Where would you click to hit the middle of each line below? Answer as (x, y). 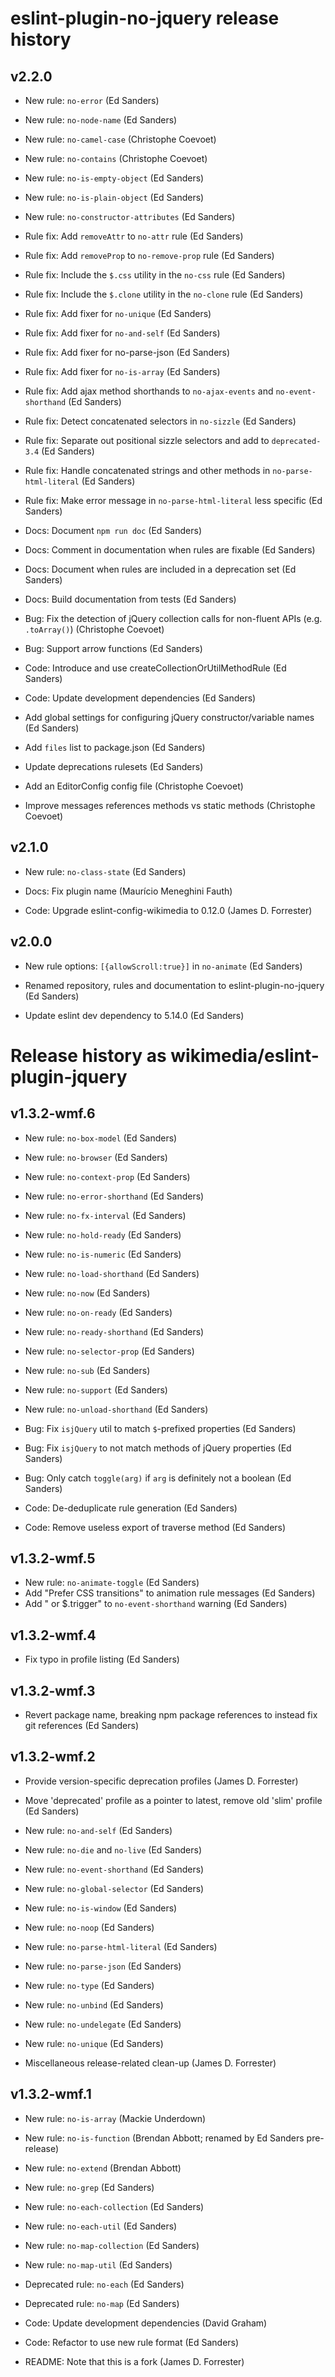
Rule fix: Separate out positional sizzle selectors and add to (147, 440)
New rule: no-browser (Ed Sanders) (96, 1157)
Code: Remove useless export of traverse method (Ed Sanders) (155, 1527)
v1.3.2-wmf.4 (53, 1635)
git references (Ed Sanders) (82, 1726)
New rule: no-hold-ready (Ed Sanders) (103, 1234)
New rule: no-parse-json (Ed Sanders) (103, 1966)
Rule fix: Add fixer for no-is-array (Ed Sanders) (122, 371)
